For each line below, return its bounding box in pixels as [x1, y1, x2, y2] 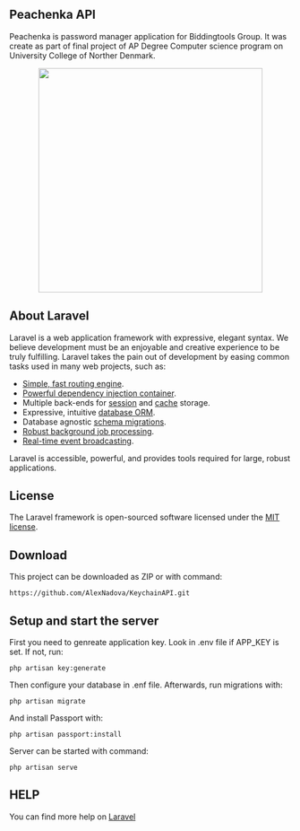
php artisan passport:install [9, 730, 123, 739]
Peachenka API [9, 7, 96, 22]
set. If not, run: [9, 646, 64, 658]
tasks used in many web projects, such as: [9, 361, 167, 372]
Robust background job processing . [21, 425, 155, 436]
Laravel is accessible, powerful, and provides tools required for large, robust [9, 452, 291, 463]
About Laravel [9, 309, 90, 324]
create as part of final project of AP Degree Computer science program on [9, 40, 284, 51]
